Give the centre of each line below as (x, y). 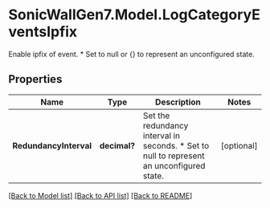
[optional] (239, 145)
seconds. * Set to (176, 145)
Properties (35, 79)
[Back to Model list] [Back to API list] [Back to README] (100, 195)
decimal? (117, 145)
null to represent (174, 156)
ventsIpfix (43, 32)
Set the (157, 116)
